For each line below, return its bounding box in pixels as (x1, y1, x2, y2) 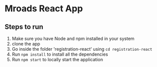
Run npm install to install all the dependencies (11, 51, 108, 57)
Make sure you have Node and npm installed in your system (11, 35, 135, 41)
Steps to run (4, 23, 43, 31)
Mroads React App (4, 3, 83, 14)
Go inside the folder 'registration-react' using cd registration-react (11, 46, 153, 52)
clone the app (11, 41, 40, 47)
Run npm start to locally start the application (11, 57, 103, 62)
